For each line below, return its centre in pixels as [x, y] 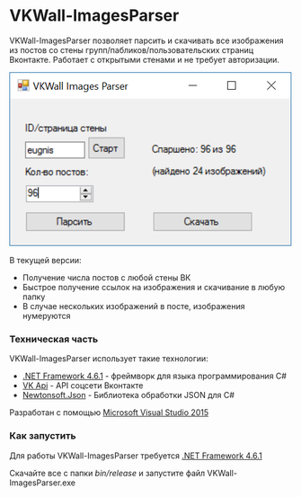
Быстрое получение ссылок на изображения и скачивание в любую [154, 287]
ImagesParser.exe [43, 483]
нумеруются [46, 315]
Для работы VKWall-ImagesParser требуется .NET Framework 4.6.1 [136, 456]
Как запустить [43, 436]
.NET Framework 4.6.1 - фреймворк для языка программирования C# [155, 376]
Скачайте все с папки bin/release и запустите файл [107, 473]
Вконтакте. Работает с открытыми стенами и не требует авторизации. [145, 59]
